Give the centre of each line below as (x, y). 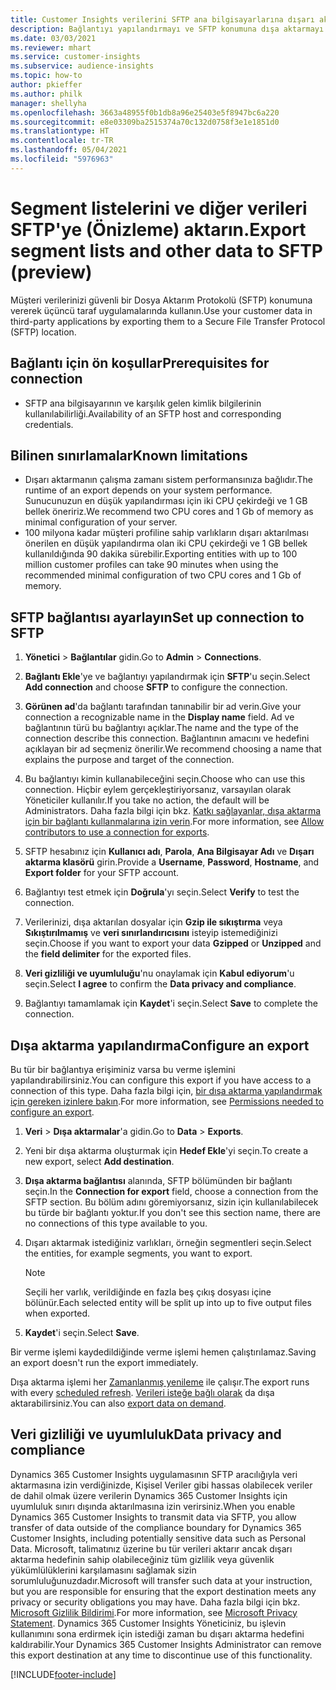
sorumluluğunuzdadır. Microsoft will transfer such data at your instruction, (161, 1580)
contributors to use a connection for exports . (117, 832)
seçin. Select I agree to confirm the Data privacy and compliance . (160, 984)
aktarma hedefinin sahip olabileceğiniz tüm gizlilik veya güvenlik (142, 1559)
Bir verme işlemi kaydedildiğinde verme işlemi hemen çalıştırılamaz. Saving (163, 1352)
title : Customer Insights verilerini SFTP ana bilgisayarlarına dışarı (162, 19)
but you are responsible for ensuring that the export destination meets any (163, 1591)
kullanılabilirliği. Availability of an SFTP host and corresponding (153, 413)
